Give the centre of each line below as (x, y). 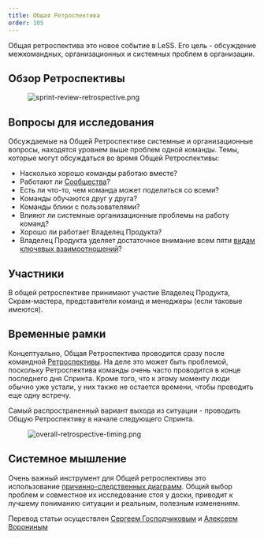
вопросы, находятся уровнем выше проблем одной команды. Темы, (124, 150)
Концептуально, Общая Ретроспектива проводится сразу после (116, 353)
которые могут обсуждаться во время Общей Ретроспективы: (113, 158)
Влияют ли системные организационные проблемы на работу (125, 215)
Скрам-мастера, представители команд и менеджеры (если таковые (125, 301)
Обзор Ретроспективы (67, 79)
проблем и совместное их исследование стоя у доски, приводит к (121, 495)
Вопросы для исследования (81, 122)
